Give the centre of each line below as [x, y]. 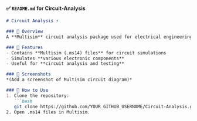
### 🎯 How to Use [27, 91]
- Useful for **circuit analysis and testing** [65, 64]
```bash [23, 101]
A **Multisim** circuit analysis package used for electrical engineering [99, 37]
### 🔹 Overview [25, 32]
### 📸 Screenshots [28, 74]
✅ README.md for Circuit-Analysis [46, 8]
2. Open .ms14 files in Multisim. [48, 112]
